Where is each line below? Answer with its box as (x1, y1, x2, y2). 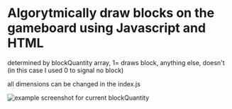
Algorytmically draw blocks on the (7, 5, 215, 21)
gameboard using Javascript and (7, 20, 206, 36)
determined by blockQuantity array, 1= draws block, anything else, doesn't (7, 58, 225, 67)
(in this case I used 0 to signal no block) (7, 66, 124, 74)
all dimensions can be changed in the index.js (7, 79, 140, 88)
